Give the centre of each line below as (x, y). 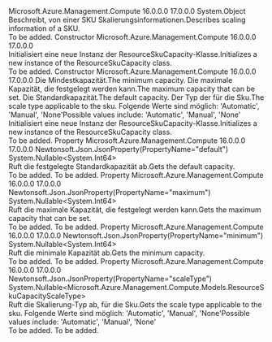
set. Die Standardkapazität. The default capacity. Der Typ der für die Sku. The (136, 97)
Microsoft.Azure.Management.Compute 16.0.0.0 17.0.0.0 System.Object (127, 11)
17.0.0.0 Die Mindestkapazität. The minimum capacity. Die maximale (121, 80)
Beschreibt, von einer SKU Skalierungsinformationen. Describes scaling (127, 19)
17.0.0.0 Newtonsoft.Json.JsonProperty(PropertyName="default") (119, 149)
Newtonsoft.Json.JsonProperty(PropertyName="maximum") (110, 192)
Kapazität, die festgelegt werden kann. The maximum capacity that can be (132, 89)
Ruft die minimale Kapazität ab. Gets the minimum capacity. (107, 253)
